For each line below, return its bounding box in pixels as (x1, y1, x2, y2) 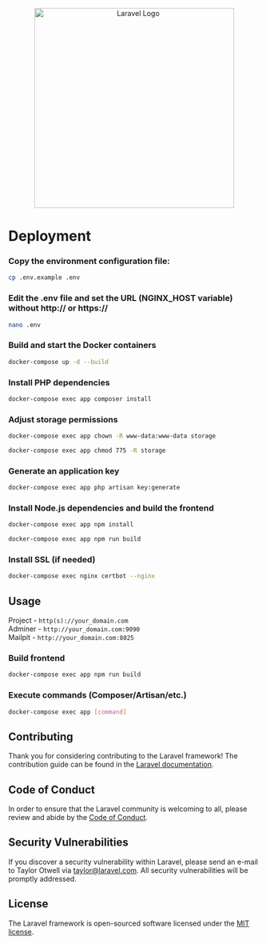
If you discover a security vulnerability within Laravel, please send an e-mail (8, 857, 258, 866)
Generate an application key (8, 465, 120, 476)
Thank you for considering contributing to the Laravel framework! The (8, 751, 238, 761)
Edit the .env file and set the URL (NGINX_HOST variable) (8, 293, 233, 304)
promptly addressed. (8, 874, 77, 883)
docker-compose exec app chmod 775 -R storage (8, 446, 166, 455)
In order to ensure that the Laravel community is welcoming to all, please (8, 804, 248, 814)
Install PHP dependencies (8, 377, 110, 388)
